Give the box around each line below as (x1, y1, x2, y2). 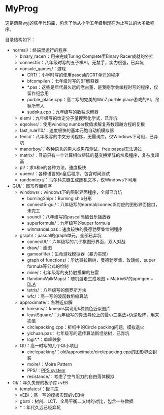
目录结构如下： (5, 37, 35, 42)
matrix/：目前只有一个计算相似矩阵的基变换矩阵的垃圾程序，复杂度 (19, 152, 155, 158)
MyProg (5, 3, 38, 14)
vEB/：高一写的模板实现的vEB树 (19, 392, 85, 398)
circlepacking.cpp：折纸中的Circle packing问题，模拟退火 (27, 324, 144, 330)
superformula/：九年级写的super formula (27, 220, 110, 226)
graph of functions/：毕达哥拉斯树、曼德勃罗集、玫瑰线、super (27, 257, 156, 263)
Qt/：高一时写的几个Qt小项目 (19, 342, 79, 348)
